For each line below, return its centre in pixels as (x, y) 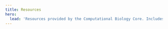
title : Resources (23, 10)
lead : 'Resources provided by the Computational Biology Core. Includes (87, 19)
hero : (11, 14)
